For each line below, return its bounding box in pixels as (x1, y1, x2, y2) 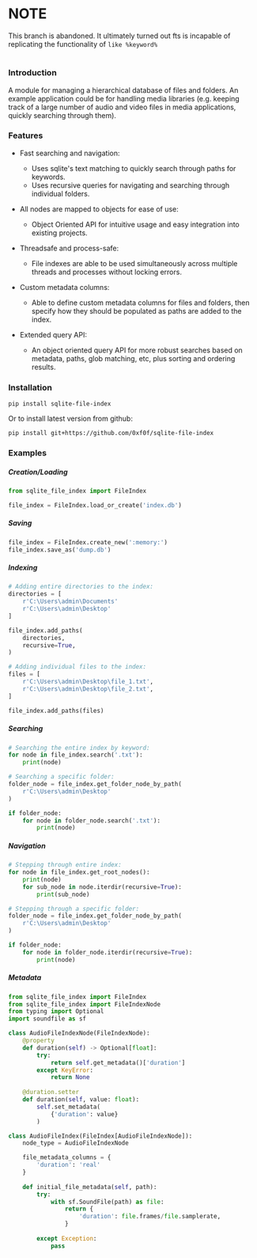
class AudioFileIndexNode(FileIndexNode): (8, 1029, 150, 1038)
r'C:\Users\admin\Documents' (22, 597, 119, 606)
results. (31, 362, 56, 372)
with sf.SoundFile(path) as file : (50, 1198, 164, 1206)
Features (8, 130, 43, 141)
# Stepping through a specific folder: (8, 905, 140, 913)
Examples (8, 448, 47, 459)
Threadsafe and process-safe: (19, 243, 119, 253)
